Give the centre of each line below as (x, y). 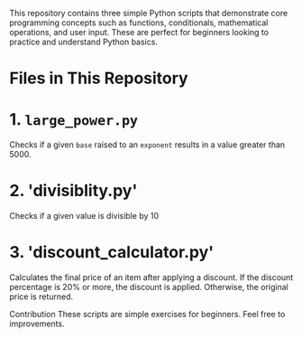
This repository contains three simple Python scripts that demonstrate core (149, 13)
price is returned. (41, 296)
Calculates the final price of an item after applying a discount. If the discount (151, 277)
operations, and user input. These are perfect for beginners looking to (139, 32)
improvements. (37, 324)
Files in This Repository (99, 78)
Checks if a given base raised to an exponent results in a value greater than (147, 145)
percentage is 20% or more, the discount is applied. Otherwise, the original (149, 287)
